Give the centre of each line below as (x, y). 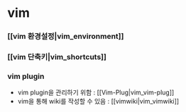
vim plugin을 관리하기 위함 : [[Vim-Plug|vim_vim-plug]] (96, 92)
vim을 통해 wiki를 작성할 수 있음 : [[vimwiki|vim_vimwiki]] (98, 101)
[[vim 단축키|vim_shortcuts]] (57, 57)
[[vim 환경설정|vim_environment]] (66, 37)
